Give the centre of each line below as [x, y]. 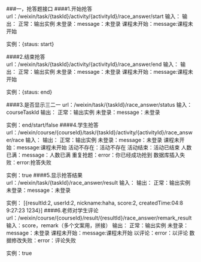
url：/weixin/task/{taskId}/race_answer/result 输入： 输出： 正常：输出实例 [98, 183]
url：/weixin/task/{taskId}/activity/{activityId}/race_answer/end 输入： [93, 64]
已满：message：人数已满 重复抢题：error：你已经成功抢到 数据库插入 [93, 155]
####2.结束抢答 [26, 57]
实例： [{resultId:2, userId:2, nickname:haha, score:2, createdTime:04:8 [95, 203]
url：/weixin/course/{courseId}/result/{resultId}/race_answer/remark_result [99, 218]
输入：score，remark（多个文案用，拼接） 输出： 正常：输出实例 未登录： [98, 225]
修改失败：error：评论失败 [44, 240]
